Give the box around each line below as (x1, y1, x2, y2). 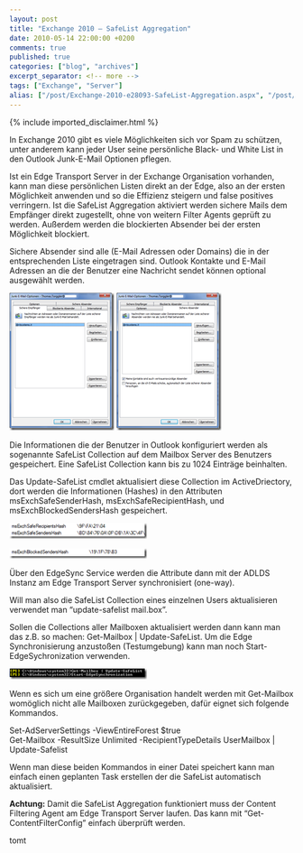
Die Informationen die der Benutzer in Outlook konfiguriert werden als (9, 439, 269, 450)
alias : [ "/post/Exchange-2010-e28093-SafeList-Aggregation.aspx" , (9, 90, 264, 99)
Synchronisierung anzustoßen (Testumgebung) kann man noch (9, 641, 244, 652)
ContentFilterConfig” (9, 817, 87, 828)
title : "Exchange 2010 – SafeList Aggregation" (9, 23, 192, 33)
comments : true (9, 43, 67, 52)
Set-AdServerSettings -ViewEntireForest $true (9, 725, 181, 736)
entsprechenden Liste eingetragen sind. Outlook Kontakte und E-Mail (9, 255, 266, 266)
